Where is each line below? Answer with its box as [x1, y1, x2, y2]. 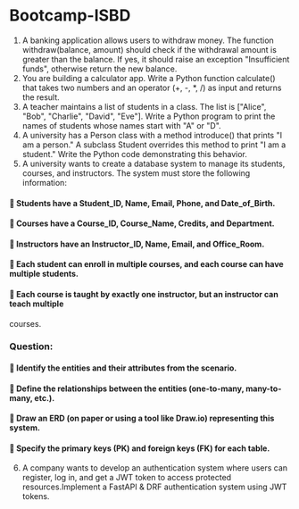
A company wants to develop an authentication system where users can [21, 463, 288, 473]
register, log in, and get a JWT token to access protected [21, 472, 232, 483]
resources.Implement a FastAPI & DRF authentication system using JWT [21, 481, 287, 492]
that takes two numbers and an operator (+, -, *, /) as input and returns [21, 82, 282, 93]
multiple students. [9, 269, 79, 280]
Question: [9, 340, 54, 353]
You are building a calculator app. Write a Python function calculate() [21, 72, 276, 83]
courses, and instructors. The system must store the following [21, 167, 251, 179]
